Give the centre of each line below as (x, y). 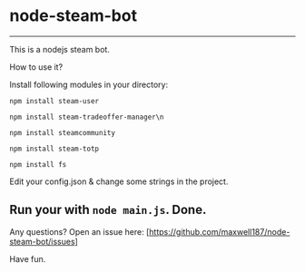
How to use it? (36, 67)
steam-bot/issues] (44, 241)
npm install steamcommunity (63, 132)
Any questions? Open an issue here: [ (79, 231)
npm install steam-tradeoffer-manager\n (87, 117)
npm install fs (38, 164)
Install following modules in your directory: (89, 84)
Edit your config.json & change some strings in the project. (119, 181)
